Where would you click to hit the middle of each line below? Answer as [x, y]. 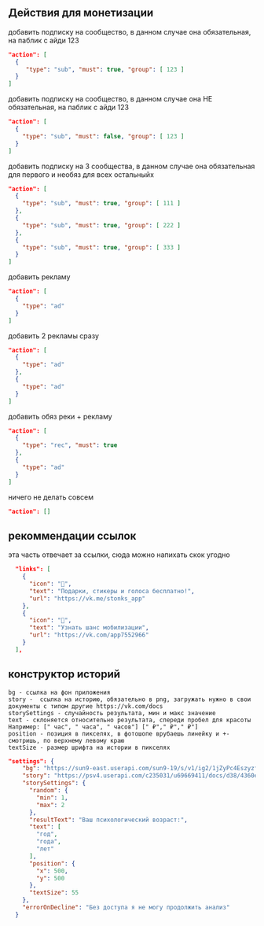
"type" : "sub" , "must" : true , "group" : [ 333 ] [101, 247]
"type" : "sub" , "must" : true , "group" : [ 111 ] [101, 204]
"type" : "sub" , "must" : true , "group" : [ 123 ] [105, 69]
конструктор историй [64, 675]
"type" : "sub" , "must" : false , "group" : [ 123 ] [103, 136]
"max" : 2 [51, 805]
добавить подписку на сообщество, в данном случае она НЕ [110, 99]
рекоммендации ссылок [72, 535]
